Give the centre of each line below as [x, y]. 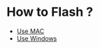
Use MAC [30, 31]
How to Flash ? [50, 12]
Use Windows [37, 38]
